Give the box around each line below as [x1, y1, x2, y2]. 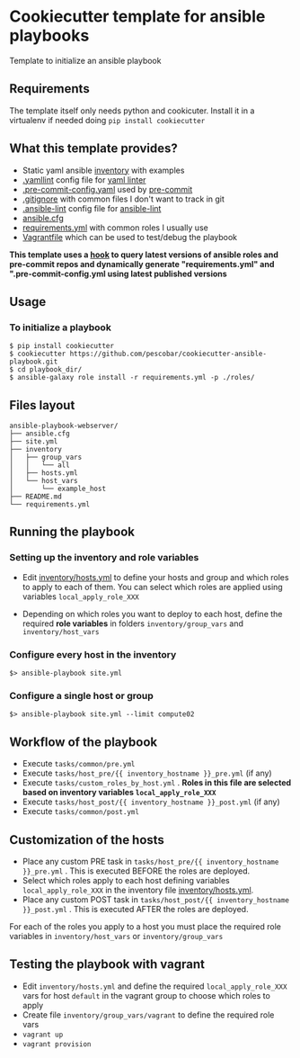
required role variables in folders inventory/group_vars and [22, 618, 244, 629]
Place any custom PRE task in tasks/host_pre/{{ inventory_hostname [22, 856, 279, 866]
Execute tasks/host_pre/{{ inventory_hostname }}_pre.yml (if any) [22, 767, 272, 779]
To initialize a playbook [9, 321, 112, 334]
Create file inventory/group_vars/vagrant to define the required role [22, 1009, 275, 1020]
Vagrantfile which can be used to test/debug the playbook [22, 231, 238, 242]
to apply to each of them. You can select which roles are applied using [22, 581, 283, 592]
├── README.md [9, 492, 63, 501]
